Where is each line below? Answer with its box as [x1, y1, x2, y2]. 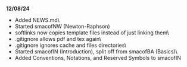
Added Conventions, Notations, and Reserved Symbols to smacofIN [14, 55, 182, 61]
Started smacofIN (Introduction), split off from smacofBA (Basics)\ [14, 48, 177, 55]
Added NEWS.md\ [14, 17, 60, 23]
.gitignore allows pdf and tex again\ [14, 36, 101, 42]
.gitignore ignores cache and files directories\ [14, 42, 127, 49]
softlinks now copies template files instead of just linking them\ [14, 29, 170, 36]
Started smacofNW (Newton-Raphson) [14, 23, 110, 30]
